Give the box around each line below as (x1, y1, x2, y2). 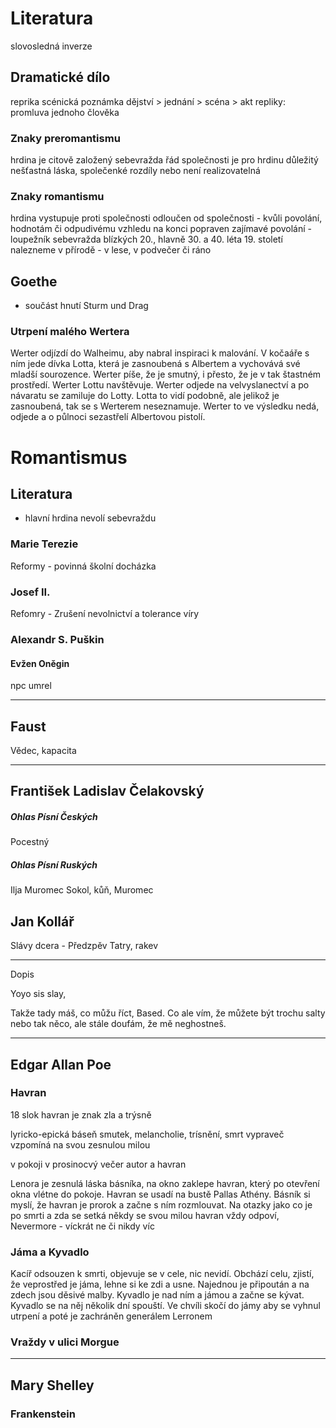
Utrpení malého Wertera (10, 325, 130, 339)
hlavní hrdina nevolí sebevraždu (24, 512, 157, 524)
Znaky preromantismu (10, 131, 121, 145)
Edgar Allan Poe (10, 1056, 112, 1073)
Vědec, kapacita (10, 744, 77, 756)
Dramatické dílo (10, 69, 111, 86)
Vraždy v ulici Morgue (10, 1335, 120, 1349)
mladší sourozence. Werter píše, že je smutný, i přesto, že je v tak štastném (10, 368, 322, 381)
